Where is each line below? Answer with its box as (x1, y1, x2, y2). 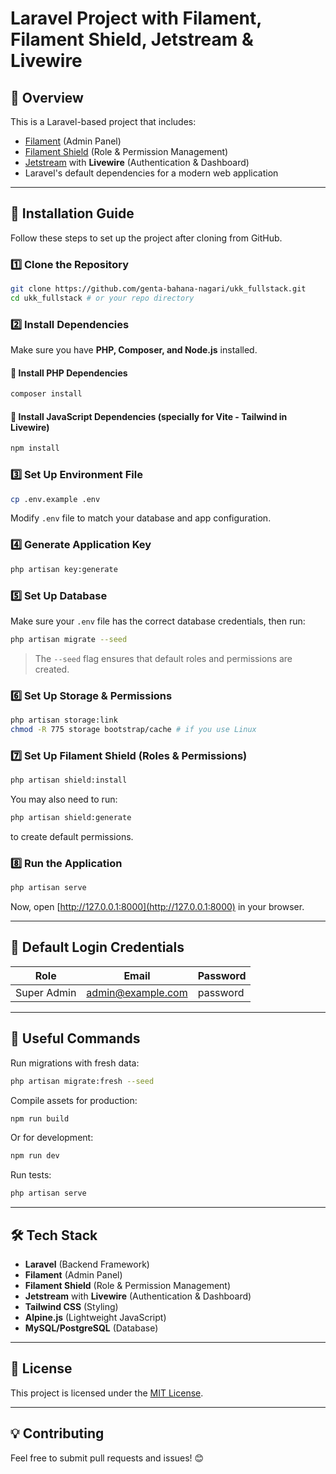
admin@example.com (86, 985, 188, 999)
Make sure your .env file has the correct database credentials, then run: (10, 615, 306, 627)
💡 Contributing (10, 1425, 105, 1442)
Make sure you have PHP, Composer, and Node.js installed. (10, 344, 258, 356)
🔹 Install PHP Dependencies (10, 367, 128, 379)
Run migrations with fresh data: (10, 1057, 140, 1069)
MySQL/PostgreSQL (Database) (24, 1322, 159, 1334)
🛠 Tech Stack (10, 1227, 98, 1244)
